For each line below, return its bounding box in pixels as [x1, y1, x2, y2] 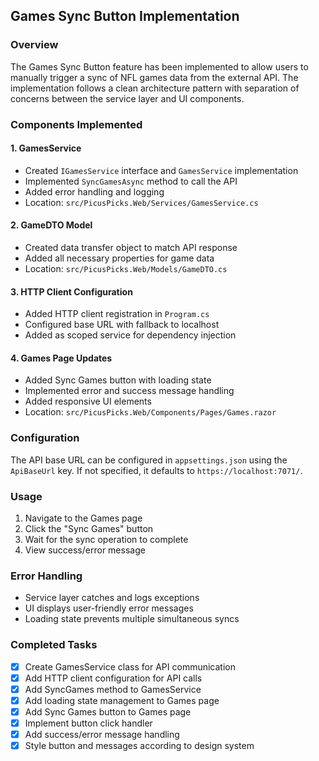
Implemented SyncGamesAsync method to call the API [24, 175, 238, 187]
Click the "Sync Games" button [24, 523, 154, 535]
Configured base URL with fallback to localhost [24, 319, 220, 331]
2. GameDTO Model [10, 219, 93, 231]
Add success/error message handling [24, 728, 180, 740]
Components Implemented [10, 117, 143, 131]
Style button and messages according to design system [24, 740, 255, 752]
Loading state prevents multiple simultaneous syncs [24, 613, 240, 625]
